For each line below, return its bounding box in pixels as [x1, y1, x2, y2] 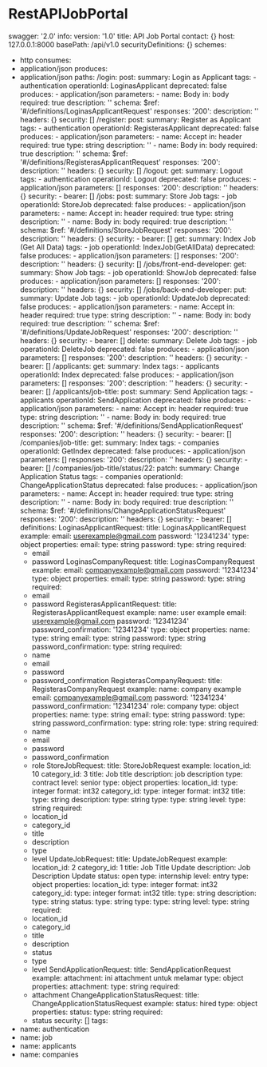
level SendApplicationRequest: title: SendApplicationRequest [31, 965, 231, 974]
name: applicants [19, 1041, 77, 1050]
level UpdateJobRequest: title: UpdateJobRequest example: [31, 853, 228, 864]
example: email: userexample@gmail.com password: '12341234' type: [19, 531, 249, 541]
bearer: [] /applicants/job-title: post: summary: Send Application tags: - [19, 386, 253, 396]
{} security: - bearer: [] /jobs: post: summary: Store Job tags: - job [19, 191, 238, 201]
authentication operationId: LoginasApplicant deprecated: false [19, 81, 227, 90]
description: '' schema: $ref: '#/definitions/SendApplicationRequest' [19, 421, 244, 430]
